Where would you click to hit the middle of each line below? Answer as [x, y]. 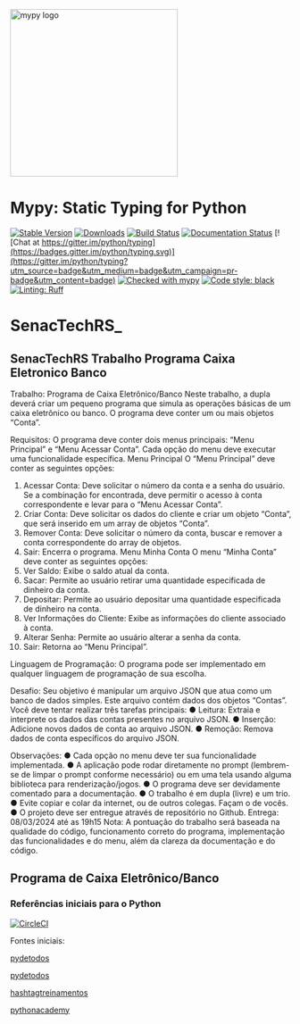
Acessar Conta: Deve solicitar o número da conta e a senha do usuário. [154, 485]
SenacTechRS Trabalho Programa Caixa [123, 358]
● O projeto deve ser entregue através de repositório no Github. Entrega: [145, 812]
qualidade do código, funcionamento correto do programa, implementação [147, 831]
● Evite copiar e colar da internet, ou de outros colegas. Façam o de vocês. [150, 803]
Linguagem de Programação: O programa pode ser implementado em [138, 663]
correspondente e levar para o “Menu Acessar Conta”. [123, 504]
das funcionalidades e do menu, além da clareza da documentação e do [143, 841]
